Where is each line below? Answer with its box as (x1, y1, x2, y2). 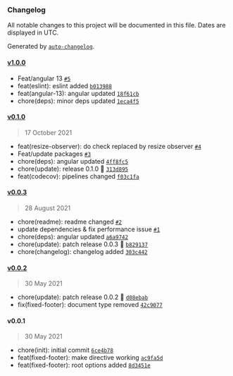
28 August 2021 (24, 203, 71, 212)
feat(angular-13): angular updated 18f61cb (17, 89, 139, 97)
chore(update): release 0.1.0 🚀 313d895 (17, 164, 129, 173)
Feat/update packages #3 (17, 150, 92, 158)
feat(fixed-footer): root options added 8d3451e (17, 361, 151, 370)
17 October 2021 (24, 128, 73, 137)
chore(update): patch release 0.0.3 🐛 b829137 (17, 240, 149, 248)
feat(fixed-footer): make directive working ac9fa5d (17, 353, 163, 362)
